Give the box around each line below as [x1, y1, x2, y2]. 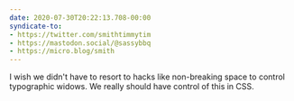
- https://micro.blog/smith [9, 47, 115, 56]
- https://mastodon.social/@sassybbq [9, 38, 152, 48]
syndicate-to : [9, 22, 63, 31]
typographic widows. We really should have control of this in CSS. [9, 81, 254, 92]
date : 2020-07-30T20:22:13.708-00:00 [9, 13, 152, 23]
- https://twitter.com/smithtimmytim [9, 30, 152, 39]
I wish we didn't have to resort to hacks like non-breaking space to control [9, 71, 286, 82]
